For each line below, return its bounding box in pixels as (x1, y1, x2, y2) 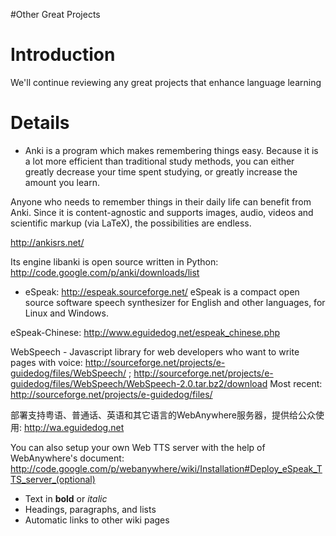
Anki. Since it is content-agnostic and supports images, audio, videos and (10, 206, 314, 218)
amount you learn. (24, 176, 100, 188)
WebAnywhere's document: (10, 452, 125, 464)
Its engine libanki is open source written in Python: (10, 255, 219, 268)
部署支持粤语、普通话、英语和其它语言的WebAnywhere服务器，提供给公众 (10, 409, 317, 421)
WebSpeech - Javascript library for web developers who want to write (10, 345, 300, 358)
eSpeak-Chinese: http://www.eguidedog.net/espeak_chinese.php (10, 326, 280, 338)
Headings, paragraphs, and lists (24, 503, 157, 515)
